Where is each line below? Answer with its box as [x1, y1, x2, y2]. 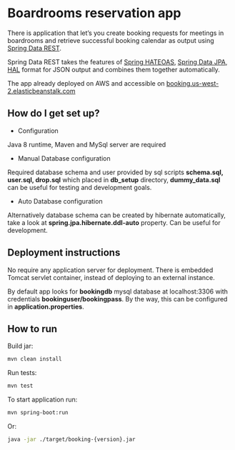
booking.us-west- [166, 79, 219, 87]
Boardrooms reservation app [7, 5, 181, 21]
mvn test [7, 382, 34, 390]
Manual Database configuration [17, 154, 111, 162]
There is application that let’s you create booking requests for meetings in [7, 29, 224, 37]
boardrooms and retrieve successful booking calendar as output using [7, 36, 214, 44]
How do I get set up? [7, 107, 100, 119]
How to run [7, 323, 58, 335]
